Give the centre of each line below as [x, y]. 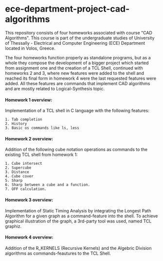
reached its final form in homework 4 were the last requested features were [81, 78]
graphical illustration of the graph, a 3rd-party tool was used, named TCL [78, 221]
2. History [16, 124]
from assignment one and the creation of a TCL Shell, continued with [74, 68]
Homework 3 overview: [29, 200]
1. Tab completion [24, 120]
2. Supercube [18, 168]
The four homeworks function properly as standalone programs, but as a [78, 57]
